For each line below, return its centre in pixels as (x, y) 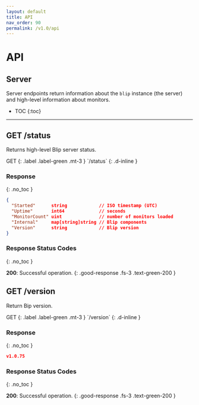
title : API (20, 17)
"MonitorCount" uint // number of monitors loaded (92, 217)
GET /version (31, 292)
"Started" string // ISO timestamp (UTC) (85, 206)
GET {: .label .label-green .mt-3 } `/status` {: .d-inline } (72, 161)
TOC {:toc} (28, 111)
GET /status (28, 135)
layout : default (26, 12)
